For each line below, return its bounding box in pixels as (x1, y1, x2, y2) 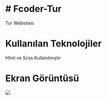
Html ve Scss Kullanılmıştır (5, 55, 61, 61)
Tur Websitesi (5, 20, 34, 26)
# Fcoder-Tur (5, 3, 62, 15)
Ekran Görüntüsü (5, 72, 79, 84)
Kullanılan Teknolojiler (5, 38, 102, 49)
